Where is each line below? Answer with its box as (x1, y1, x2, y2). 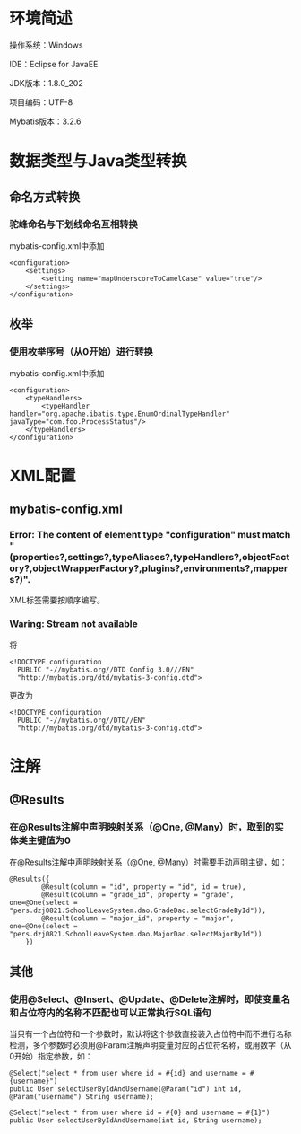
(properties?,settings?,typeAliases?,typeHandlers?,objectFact (9, 551, 290, 563)
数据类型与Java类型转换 (9, 151, 187, 171)
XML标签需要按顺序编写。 (9, 594, 106, 606)
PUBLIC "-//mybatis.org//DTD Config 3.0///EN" (17, 665, 194, 674)
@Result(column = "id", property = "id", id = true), (41, 882, 246, 892)
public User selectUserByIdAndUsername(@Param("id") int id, (9, 1085, 243, 1094)
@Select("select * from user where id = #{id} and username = (9, 1069, 246, 1078)
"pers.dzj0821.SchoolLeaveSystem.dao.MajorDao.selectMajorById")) (9, 929, 262, 938)
